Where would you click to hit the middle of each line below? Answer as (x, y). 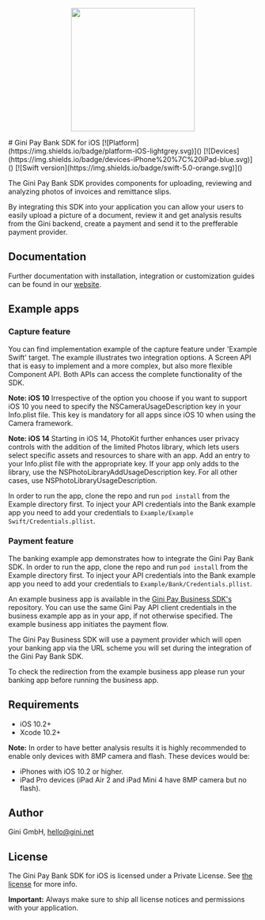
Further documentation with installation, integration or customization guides (132, 276)
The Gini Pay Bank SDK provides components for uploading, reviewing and (130, 183)
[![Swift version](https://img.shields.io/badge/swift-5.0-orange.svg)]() (129, 168)
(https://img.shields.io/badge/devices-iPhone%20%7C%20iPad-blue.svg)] (131, 159)
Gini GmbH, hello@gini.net (51, 832)
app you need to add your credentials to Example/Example (101, 512)
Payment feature (41, 541)
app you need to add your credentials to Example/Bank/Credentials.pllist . (130, 583)
